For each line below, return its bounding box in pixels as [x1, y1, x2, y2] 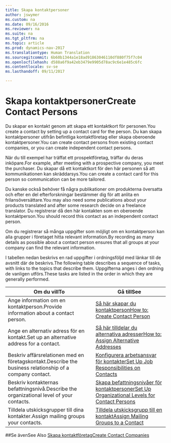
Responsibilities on [95, 364, 141, 371]
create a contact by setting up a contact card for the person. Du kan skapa [5, 128, 162, 134]
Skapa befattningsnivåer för [95, 379, 162, 386]
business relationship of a [8, 364, 70, 371]
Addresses [95, 343, 122, 350]
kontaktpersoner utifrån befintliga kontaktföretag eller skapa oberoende [5, 133, 156, 140]
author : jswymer [5, 12, 40, 17]
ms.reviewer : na [5, 26, 40, 32]
